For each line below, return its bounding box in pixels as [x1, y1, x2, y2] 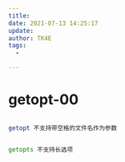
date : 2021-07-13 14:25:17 [8, 19, 99, 27]
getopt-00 [8, 91, 79, 109]
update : [8, 26, 34, 34]
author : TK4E [8, 34, 52, 43]
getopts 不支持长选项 [8, 145, 74, 153]
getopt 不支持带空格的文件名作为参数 [8, 124, 118, 132]
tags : [8, 42, 26, 50]
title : [8, 11, 30, 20]
